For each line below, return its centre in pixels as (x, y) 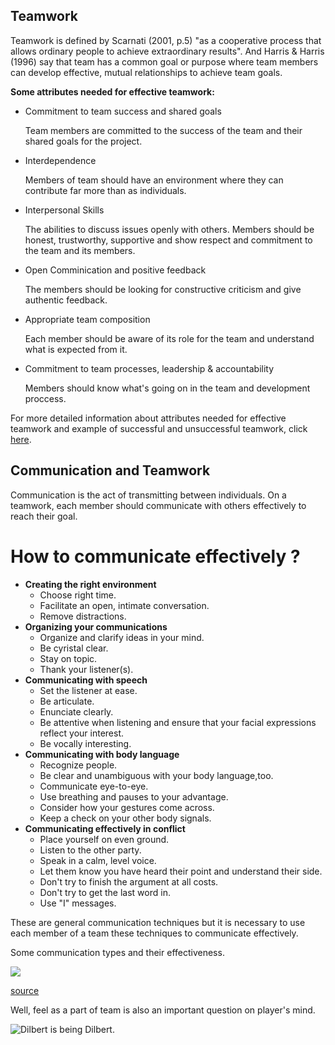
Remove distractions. (83, 616)
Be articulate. (67, 701)
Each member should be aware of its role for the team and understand (169, 338)
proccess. (45, 398)
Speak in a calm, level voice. (98, 860)
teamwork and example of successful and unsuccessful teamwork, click (159, 428)
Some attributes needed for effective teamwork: (112, 91)
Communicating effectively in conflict (105, 828)
